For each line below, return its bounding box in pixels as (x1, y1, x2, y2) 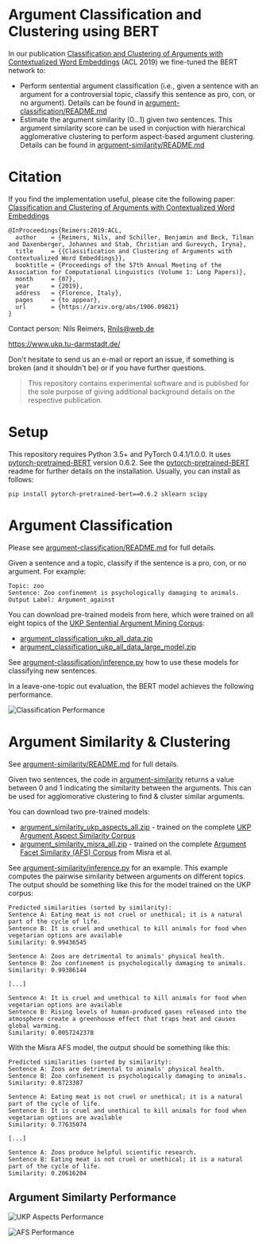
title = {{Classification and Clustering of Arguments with (15, 247, 233, 255)
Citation (8, 168, 62, 186)
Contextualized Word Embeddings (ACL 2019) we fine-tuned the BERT (8, 57, 238, 67)
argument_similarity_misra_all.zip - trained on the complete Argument (19, 839, 247, 848)
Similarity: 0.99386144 (8, 966, 87, 974)
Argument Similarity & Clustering (8, 732, 231, 751)
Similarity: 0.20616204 (8, 1169, 87, 1177)
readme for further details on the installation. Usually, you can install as (8, 466, 241, 476)
